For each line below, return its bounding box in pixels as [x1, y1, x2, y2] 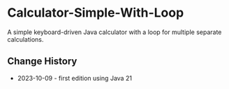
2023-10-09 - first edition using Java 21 [17, 74, 133, 82]
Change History [7, 56, 77, 67]
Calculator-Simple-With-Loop [7, 5, 184, 21]
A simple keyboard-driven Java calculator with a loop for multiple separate [7, 28, 222, 36]
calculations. [7, 35, 44, 43]
